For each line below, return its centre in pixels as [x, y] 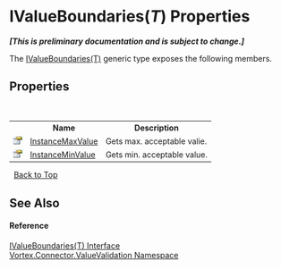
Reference [29, 226]
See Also [34, 203]
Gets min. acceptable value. [157, 155]
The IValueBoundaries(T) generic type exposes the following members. [141, 58]
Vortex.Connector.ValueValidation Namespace [94, 255]
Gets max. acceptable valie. [157, 141]
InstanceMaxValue [64, 141]
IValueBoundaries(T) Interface [65, 245]
